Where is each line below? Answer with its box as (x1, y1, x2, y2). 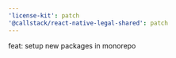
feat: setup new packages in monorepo (8, 41, 136, 50)
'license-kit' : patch (8, 11, 80, 20)
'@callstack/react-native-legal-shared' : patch (8, 19, 169, 27)
